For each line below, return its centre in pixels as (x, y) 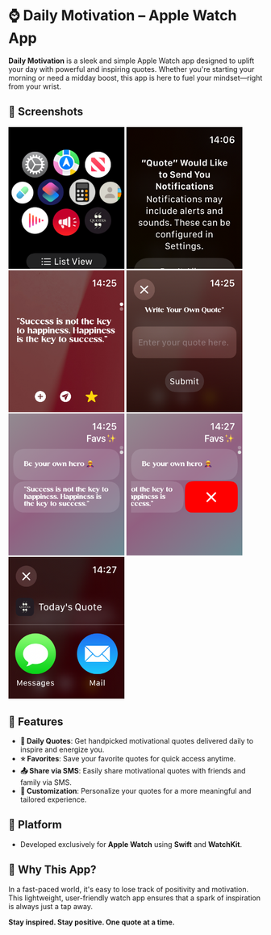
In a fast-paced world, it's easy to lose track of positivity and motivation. (128, 889)
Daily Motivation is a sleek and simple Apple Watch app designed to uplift (131, 61)
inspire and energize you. (62, 749)
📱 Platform (35, 825)
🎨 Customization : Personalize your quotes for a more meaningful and (135, 791)
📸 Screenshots (46, 112)
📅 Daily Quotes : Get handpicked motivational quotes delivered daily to (137, 741)
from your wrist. (35, 86)
